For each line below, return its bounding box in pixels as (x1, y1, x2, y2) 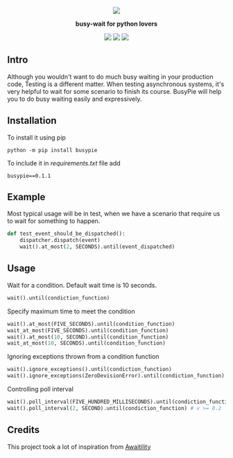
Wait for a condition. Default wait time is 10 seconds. (7, 281, 157, 289)
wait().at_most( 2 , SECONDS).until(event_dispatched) (19, 243, 175, 250)
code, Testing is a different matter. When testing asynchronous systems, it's (7, 80, 225, 88)
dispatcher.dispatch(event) (19, 237, 101, 244)
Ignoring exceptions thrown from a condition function (7, 352, 159, 361)
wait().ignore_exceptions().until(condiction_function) (7, 366, 172, 373)
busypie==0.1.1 (7, 172, 51, 179)
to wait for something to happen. (7, 217, 101, 225)
